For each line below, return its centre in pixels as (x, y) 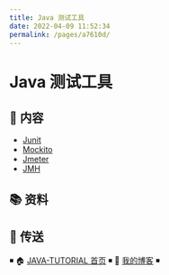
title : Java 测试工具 (47, 18)
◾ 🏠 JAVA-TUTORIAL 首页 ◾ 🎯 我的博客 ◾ (84, 260)
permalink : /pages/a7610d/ (60, 34)
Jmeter (36, 160)
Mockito (37, 150)
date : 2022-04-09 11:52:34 (60, 26)
